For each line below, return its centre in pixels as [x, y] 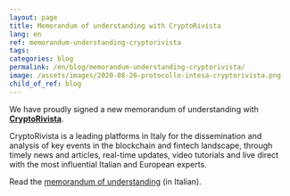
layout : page [33, 17]
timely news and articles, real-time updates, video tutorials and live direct [144, 155]
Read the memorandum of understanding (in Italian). [106, 181]
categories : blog [41, 59]
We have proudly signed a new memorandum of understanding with [134, 109]
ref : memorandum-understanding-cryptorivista [95, 42]
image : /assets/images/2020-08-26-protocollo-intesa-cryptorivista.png [145, 76]
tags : [19, 51]
